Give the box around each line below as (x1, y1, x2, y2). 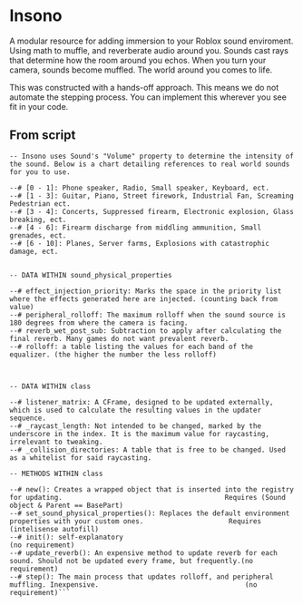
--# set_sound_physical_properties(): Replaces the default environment (9, 509, 290, 518)
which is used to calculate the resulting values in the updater (9, 405, 261, 415)
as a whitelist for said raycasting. (9, 453, 152, 463)
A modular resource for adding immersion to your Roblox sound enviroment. (9, 35, 294, 46)
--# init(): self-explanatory (9, 532, 124, 542)
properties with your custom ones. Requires (9, 516, 261, 526)
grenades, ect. (9, 230, 67, 240)
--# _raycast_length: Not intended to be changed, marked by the (9, 421, 261, 431)
